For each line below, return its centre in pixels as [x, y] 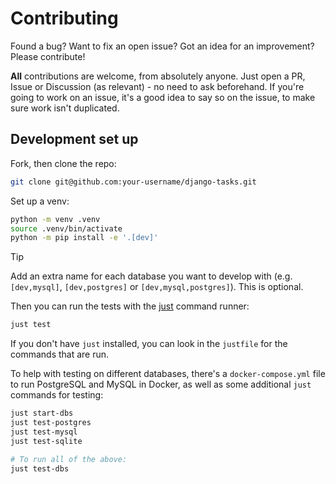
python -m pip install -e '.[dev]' [84, 238]
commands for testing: [57, 395]
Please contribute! [48, 56]
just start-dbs [42, 413]
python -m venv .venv [55, 219]
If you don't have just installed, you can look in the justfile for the [149, 344]
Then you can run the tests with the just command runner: [130, 306]
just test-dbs [40, 468]
